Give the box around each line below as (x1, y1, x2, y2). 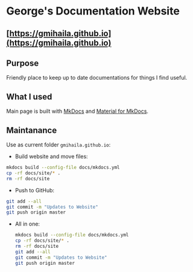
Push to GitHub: (14, 186, 55, 194)
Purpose (6, 58, 39, 68)
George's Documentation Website (6, 4, 180, 18)
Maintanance (6, 125, 57, 135)
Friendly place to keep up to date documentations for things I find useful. (6, 74, 188, 81)
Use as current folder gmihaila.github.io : (6, 141, 111, 148)
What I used (6, 92, 52, 102)
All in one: (14, 220, 40, 227)
